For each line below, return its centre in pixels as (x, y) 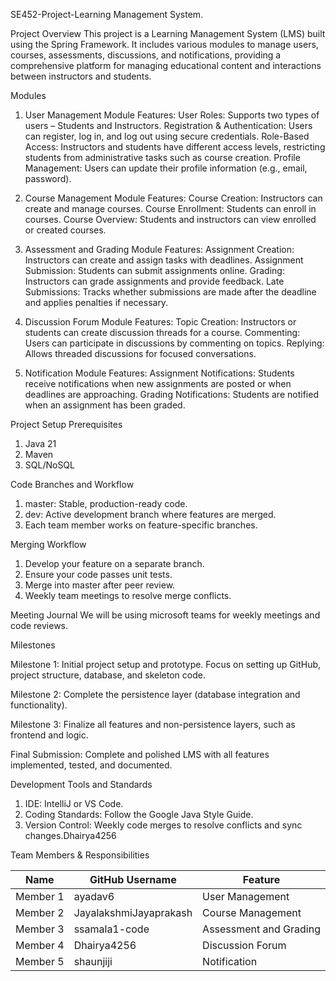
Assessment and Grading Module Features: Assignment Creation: (159, 249)
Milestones (33, 645)
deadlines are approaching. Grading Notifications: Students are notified (171, 394)
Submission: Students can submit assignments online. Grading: (154, 270)
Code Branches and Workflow (72, 484)
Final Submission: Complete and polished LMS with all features (140, 754)
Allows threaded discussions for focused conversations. (140, 353)
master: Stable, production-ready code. (106, 503)
